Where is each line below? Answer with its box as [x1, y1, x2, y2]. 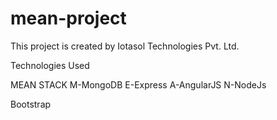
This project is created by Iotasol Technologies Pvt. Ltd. [10, 40, 240, 52]
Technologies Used [10, 59, 90, 71]
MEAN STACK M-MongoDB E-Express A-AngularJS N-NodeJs [10, 78, 267, 91]
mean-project [10, 7, 127, 30]
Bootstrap [10, 98, 52, 110]
